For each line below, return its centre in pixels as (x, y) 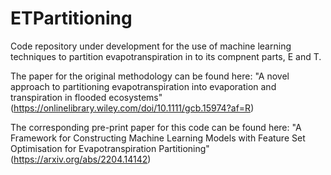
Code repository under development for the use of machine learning (151, 46)
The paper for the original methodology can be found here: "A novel (150, 76)
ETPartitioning (71, 18)
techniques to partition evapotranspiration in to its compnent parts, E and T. (166, 56)
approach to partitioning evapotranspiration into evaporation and (143, 86)
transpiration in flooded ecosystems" (86, 97)
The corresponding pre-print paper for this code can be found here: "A (156, 127)
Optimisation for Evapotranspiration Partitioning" (110, 148)
